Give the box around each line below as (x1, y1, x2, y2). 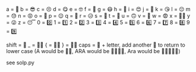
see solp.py (6, 59, 34, 66)
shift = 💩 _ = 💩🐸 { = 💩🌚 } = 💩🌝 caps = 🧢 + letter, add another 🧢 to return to (6, 41, 185, 48)
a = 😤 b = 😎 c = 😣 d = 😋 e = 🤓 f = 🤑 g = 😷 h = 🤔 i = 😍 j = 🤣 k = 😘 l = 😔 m (6, 6, 191, 12)
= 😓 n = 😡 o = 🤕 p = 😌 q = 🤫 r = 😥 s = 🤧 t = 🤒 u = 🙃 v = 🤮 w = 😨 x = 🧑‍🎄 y (6, 12, 191, 19)
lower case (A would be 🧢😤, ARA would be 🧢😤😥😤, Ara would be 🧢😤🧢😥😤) (6, 48, 181, 54)
